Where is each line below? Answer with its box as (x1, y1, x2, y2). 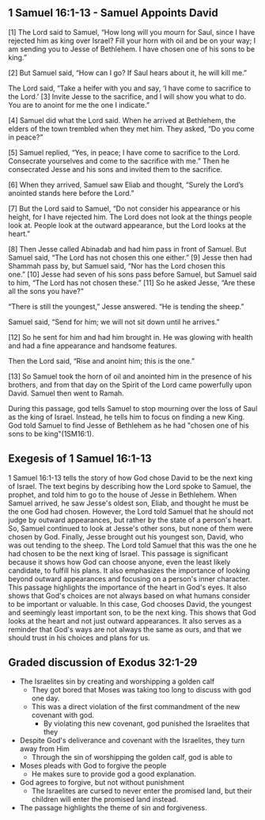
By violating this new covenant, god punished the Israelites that (43, 719, 250, 728)
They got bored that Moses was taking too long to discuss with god (31, 685, 252, 695)
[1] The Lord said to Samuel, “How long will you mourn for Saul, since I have (8, 27, 256, 36)
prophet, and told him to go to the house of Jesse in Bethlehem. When (8, 490, 237, 499)
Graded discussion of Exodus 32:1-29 (8, 656, 198, 669)
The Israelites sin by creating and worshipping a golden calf (19, 677, 215, 686)
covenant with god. (31, 711, 95, 720)
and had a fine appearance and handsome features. (8, 341, 177, 350)
